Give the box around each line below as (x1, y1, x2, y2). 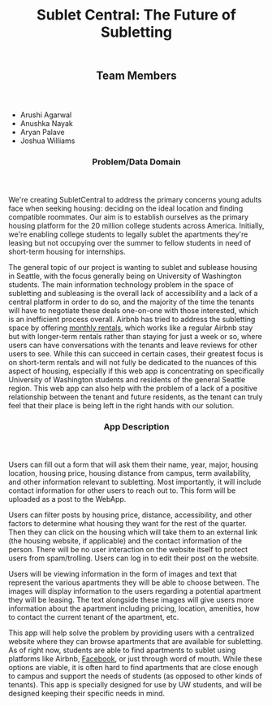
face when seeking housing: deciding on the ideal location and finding (8, 203, 244, 213)
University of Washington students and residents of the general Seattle (8, 375, 246, 385)
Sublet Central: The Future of (36, 6, 237, 24)
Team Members (96, 69, 177, 83)
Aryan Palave (19, 128, 65, 137)
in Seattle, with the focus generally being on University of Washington (8, 271, 242, 281)
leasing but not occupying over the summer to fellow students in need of (8, 238, 252, 248)
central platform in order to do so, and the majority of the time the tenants (8, 297, 255, 307)
